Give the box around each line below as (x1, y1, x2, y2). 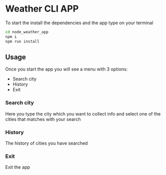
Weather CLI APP (5, 3, 79, 15)
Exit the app (5, 164, 30, 170)
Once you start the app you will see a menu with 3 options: (5, 66, 128, 72)
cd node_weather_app (5, 29, 49, 34)
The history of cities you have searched (5, 140, 88, 146)
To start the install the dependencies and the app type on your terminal (5, 20, 153, 26)
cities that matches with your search (5, 116, 81, 122)
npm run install (5, 39, 39, 44)
